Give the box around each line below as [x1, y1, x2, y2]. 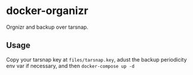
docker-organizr [6, 4, 89, 18]
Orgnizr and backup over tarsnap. [6, 23, 89, 30]
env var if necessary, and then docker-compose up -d [6, 62, 135, 69]
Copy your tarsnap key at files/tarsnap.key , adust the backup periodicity [6, 56, 187, 63]
